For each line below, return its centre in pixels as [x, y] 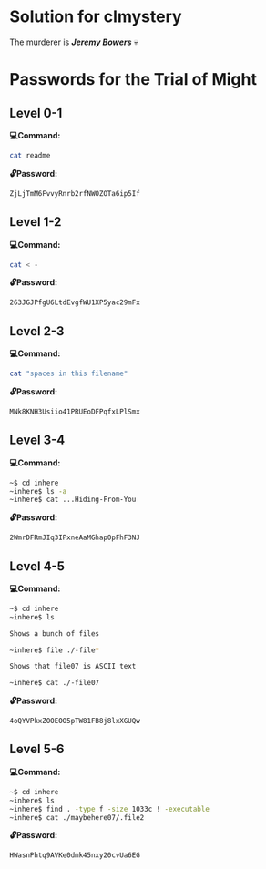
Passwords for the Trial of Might [133, 80]
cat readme [30, 155]
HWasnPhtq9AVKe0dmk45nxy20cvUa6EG [75, 855]
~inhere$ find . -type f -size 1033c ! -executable [109, 809]
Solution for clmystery [96, 17]
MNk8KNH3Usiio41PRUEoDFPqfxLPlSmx [75, 412]
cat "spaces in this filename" [69, 374]
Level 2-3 [37, 331]
